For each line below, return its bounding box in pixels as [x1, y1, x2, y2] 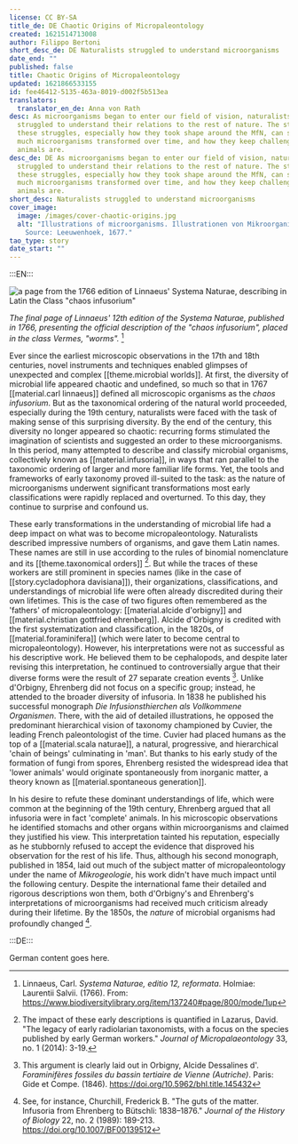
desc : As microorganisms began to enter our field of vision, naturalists [9, 112, 292, 121]
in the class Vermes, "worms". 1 [9, 332, 124, 343]
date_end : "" [9, 54, 58, 63]
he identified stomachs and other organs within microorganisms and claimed [9, 822, 289, 833]
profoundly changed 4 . [9, 916, 92, 929]
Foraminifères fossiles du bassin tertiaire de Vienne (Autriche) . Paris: [21, 1068, 274, 1080]
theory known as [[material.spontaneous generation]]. [9, 777, 207, 788]
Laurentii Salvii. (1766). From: [21, 988, 129, 998]
